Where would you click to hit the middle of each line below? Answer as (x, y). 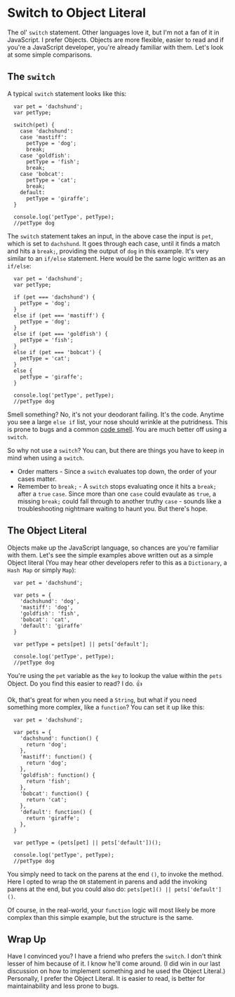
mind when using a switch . (46, 458)
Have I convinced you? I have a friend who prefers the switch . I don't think (115, 956)
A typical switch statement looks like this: (67, 93)
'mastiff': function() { (56, 757)
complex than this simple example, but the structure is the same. (101, 917)
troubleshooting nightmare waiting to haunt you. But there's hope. (113, 508)
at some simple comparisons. (50, 55)
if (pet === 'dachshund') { (55, 297)
